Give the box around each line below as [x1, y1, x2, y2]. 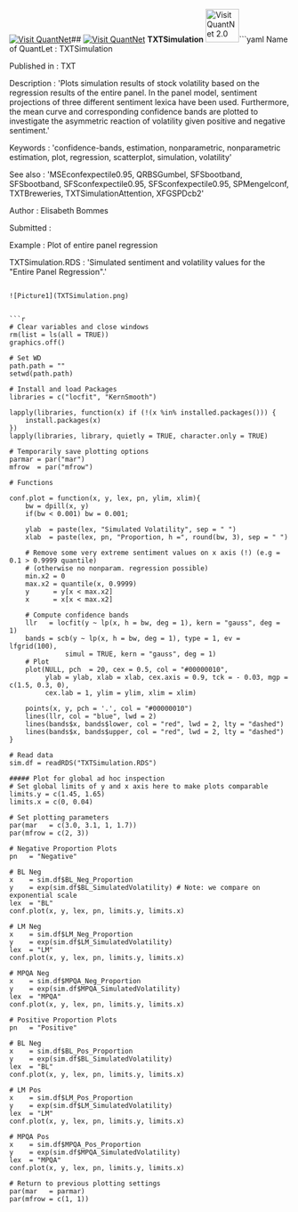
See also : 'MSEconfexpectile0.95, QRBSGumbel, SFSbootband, [9, 169, 243, 180]
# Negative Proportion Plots [9, 844, 117, 853]
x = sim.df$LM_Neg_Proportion [9, 930, 133, 939]
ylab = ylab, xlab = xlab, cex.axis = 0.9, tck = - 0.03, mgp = [44, 673, 289, 682]
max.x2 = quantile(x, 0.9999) [25, 579, 138, 588]
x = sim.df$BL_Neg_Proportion [9, 876, 133, 885]
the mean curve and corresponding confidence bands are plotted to [9, 107, 259, 117]
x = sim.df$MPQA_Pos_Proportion [9, 1140, 141, 1149]
